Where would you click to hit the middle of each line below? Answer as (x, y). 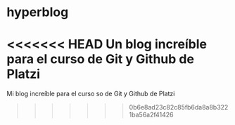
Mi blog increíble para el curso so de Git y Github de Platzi (91, 94)
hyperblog (38, 12)
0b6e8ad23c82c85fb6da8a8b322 (179, 107)
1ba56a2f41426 (151, 115)
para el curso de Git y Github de (101, 59)
